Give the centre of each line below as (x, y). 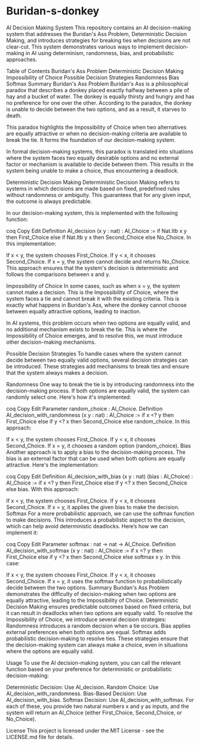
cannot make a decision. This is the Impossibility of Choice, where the (92, 292)
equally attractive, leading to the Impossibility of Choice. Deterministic (92, 600)
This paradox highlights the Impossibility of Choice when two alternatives (96, 127)
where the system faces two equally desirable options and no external (93, 158)
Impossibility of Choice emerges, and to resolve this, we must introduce (94, 335)
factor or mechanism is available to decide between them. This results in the (100, 164)
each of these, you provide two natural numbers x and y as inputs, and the (98, 706)
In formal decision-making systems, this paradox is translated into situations (100, 152)
